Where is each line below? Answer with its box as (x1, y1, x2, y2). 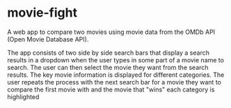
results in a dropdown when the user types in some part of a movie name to (7, 55, 225, 64)
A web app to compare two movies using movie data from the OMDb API (7, 28, 216, 36)
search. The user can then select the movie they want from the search (7, 63, 209, 71)
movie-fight (7, 5, 78, 21)
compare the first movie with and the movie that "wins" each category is (7, 85, 215, 93)
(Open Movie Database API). (7, 35, 89, 43)
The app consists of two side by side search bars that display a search (7, 48, 210, 57)
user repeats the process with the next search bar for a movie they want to (7, 78, 221, 86)
